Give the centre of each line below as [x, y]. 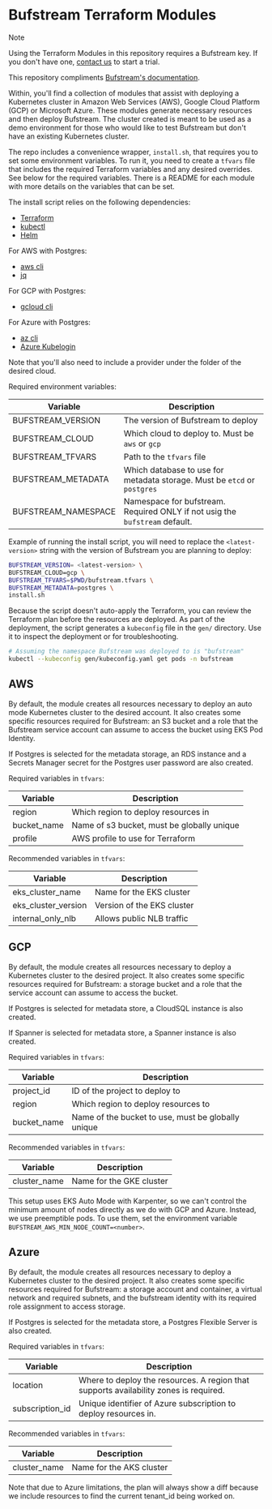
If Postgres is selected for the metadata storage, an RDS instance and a [127, 754]
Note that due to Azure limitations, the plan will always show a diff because [134, 1487]
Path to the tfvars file [165, 457]
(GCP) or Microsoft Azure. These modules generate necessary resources [130, 110]
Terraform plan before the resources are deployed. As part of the [117, 619]
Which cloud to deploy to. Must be [189, 433]
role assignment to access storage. [67, 1306]
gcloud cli [36, 307]
